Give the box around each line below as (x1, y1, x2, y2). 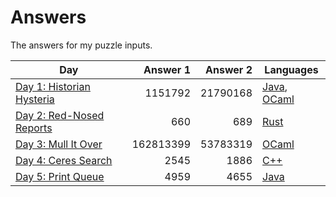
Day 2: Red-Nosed (15, 108, 105, 122)
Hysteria (15, 92, 55, 106)
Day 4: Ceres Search (15, 153, 113, 167)
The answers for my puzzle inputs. (10, 39, 153, 51)
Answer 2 (205, 62, 253, 76)
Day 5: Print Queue (15, 169, 105, 183)
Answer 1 (143, 62, 191, 76)
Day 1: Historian (15, 79, 91, 93)
